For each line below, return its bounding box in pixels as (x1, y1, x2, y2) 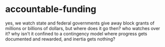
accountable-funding (5, 3, 97, 15)
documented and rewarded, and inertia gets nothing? (5, 36, 116, 42)
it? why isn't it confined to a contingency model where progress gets (5, 30, 147, 36)
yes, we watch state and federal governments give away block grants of (5, 20, 155, 26)
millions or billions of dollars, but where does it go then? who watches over (5, 25, 160, 31)
